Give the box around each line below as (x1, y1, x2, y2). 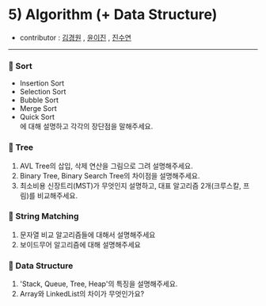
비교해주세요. (36, 190, 78, 200)
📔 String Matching (8, 211, 79, 222)
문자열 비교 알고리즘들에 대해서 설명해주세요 (19, 230, 156, 239)
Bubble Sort (19, 95, 59, 105)
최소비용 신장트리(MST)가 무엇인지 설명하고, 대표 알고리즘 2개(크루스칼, (19, 181, 241, 190)
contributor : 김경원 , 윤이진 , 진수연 (19, 33, 132, 42)
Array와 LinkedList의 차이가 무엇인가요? (19, 289, 145, 299)
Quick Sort (19, 113, 55, 122)
